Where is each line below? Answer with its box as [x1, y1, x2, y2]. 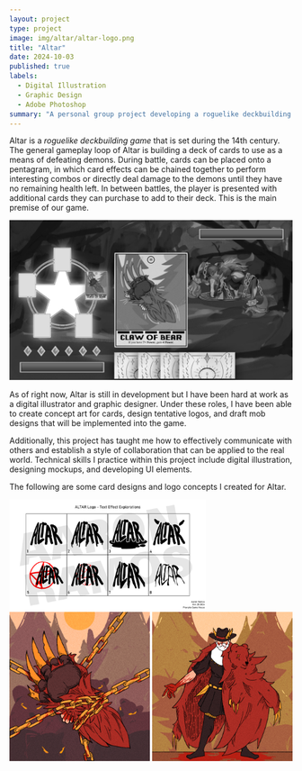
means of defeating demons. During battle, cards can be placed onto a [9, 154, 271, 166]
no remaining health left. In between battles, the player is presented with [9, 183, 277, 194]
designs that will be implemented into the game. [9, 417, 187, 428]
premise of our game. [9, 203, 90, 213]
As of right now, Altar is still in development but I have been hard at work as [9, 388, 289, 400]
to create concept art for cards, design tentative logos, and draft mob [9, 408, 266, 419]
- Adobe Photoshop [17, 100, 87, 109]
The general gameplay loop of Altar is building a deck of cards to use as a [9, 145, 283, 156]
